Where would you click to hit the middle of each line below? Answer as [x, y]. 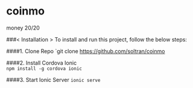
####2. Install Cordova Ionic [42, 63]
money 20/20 [23, 28]
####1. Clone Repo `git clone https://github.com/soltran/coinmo [86, 51]
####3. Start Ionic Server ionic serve [53, 80]
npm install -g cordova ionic [44, 68]
